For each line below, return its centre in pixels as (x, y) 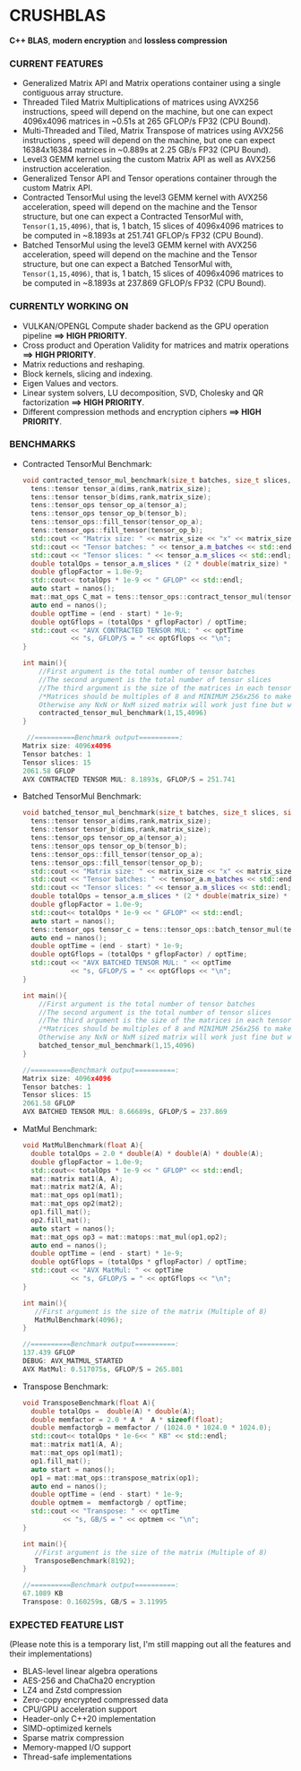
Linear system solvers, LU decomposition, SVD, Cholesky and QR (143, 393)
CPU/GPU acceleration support (79, 1709)
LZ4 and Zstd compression (72, 1690)
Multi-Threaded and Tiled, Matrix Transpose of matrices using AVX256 (153, 131)
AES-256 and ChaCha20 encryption (88, 1680)
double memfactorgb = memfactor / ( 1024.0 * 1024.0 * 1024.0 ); (151, 1428)
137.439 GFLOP (48, 1353)
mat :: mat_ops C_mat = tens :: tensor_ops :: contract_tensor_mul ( (149, 597)
